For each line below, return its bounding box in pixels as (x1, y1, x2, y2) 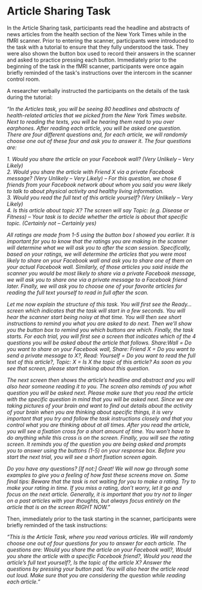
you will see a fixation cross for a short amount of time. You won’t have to (7, 427, 191, 435)
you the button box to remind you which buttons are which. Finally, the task (7, 326, 194, 333)
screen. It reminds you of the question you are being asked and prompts (7, 440, 186, 448)
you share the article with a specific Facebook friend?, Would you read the (7, 552, 192, 559)
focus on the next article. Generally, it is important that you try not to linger (7, 490, 192, 498)
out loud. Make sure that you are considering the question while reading (7, 571, 186, 579)
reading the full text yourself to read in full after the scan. (7, 288, 149, 296)
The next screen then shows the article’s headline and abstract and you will (7, 376, 195, 384)
